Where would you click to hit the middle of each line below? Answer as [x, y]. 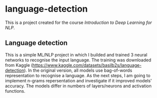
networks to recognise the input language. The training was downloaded [78, 60]
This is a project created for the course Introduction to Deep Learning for [78, 22]
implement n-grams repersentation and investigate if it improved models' [78, 80]
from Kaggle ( [19, 65]
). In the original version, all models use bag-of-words [78, 70]
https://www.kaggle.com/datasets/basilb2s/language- [87, 65]
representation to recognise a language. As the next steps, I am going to [78, 75]
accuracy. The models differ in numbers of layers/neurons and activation [78, 86]
